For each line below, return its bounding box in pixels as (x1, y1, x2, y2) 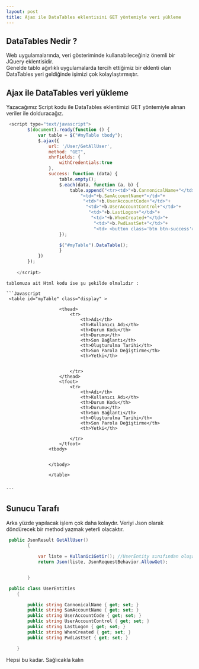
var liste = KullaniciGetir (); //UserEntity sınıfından (37, 554, 179, 559)
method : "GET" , (48, 149, 86, 155)
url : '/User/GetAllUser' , (48, 143, 113, 149)
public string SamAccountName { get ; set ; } (27, 607, 139, 613)
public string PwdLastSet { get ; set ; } (27, 635, 129, 641)
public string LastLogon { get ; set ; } (27, 624, 126, 630)
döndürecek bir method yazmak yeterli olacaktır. (6, 525, 124, 533)
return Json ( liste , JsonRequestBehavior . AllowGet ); (37, 559, 168, 565)
